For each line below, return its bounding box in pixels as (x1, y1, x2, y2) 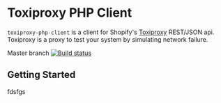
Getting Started (7, 69, 76, 81)
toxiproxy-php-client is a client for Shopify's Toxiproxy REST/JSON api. (7, 28, 215, 36)
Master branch (7, 49, 49, 57)
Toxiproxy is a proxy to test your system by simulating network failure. (7, 35, 208, 43)
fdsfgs (7, 87, 26, 95)
